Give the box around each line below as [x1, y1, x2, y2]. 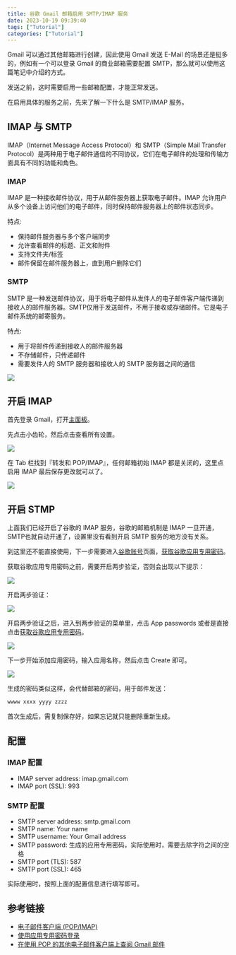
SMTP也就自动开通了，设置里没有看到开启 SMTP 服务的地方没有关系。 [7, 532, 213, 541]
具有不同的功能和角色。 [13, 158, 82, 167]
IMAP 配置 [7, 758, 43, 768]
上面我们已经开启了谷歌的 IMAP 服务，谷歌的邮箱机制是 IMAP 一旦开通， [7, 524, 218, 532]
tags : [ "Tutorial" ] [7, 23, 65, 30]
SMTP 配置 [7, 800, 45, 810]
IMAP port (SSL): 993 [17, 782, 80, 790]
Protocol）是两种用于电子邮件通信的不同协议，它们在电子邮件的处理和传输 [7, 150, 223, 158]
